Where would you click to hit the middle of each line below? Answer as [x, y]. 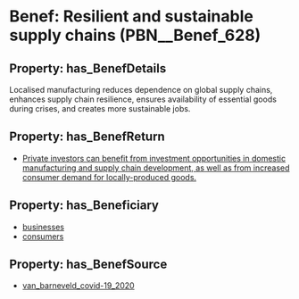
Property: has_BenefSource [88, 265]
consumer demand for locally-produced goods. [109, 177]
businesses [43, 227]
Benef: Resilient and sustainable [132, 17]
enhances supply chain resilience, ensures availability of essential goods [143, 99]
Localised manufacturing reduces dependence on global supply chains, [141, 90]
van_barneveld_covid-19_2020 [79, 286]
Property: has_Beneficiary [84, 206]
